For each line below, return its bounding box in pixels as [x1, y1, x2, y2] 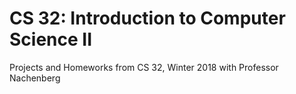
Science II [9, 28, 93, 51]
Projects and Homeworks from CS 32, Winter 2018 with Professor [9, 61, 279, 73]
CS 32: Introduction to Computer [9, 7, 286, 30]
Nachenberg [9, 72, 61, 84]
